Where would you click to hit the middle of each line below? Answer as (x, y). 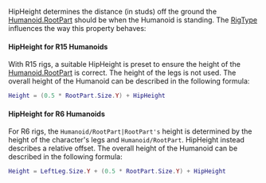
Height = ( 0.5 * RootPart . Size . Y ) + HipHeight (87, 96)
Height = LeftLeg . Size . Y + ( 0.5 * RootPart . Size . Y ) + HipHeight (117, 171)
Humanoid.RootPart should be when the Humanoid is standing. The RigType (133, 20)
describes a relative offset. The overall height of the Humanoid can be (123, 148)
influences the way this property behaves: (77, 28)
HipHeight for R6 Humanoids (57, 114)
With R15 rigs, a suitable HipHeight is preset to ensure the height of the (125, 64)
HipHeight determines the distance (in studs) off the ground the (113, 12)
